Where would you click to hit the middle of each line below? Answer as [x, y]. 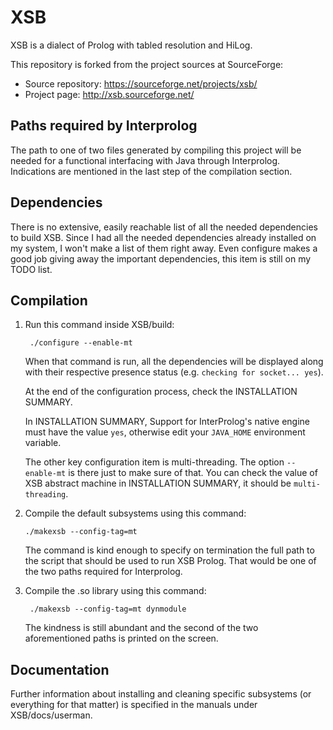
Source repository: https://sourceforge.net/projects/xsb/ [141, 83]
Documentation [60, 669]
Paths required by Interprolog [104, 126]
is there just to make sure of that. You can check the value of [193, 473]
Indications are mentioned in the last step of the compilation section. [151, 171]
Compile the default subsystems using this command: [135, 513]
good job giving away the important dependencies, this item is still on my [161, 258]
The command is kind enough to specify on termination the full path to [169, 550]
